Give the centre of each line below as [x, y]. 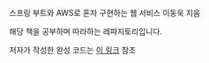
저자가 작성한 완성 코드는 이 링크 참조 [73, 50]
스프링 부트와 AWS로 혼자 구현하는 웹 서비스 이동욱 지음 [105, 13]
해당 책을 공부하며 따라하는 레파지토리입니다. [86, 31]
